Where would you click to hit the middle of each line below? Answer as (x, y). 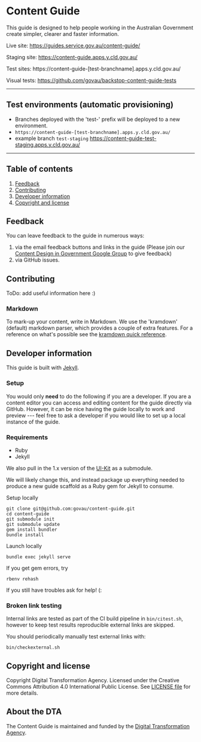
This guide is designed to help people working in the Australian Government (100, 28)
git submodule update (33, 524)
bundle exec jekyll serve (38, 557)
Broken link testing (34, 606)
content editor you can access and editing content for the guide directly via (99, 403)
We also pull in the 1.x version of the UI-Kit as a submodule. (79, 468)
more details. (22, 693)
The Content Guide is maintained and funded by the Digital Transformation (98, 726)
